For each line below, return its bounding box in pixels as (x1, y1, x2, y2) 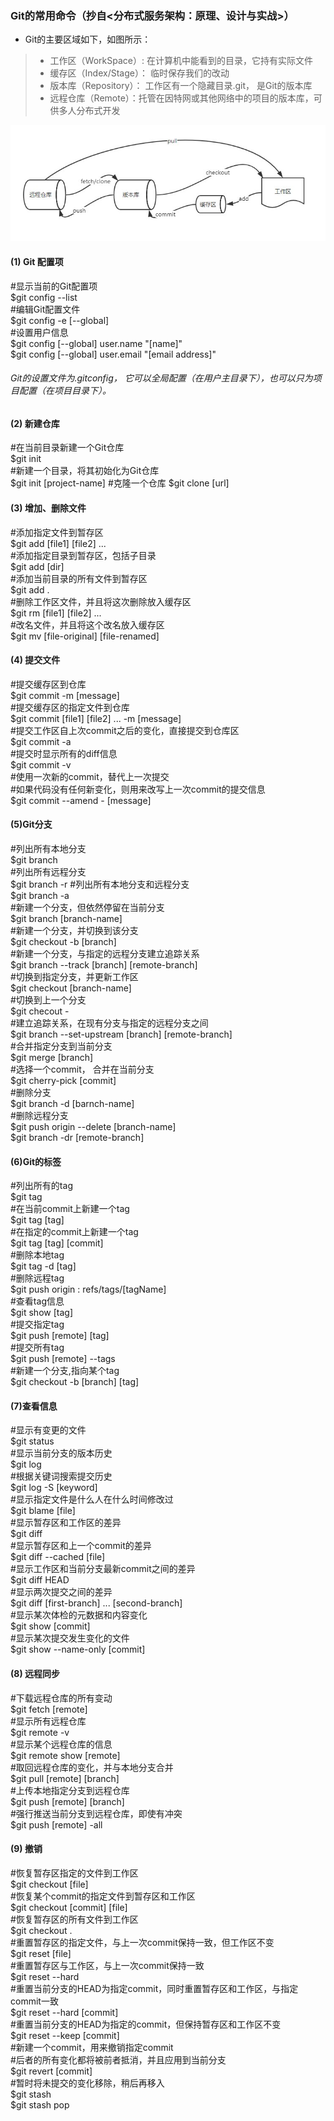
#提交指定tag (10, 1318, 65, 1331)
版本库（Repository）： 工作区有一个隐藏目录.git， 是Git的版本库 (49, 80, 313, 92)
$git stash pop (10, 2098, 70, 2111)
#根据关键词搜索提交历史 (10, 1470, 113, 1482)
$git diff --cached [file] (10, 1551, 106, 1563)
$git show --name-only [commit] (10, 1643, 146, 1656)
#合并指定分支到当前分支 (10, 1040, 113, 1052)
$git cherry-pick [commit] (10, 1075, 117, 1087)
